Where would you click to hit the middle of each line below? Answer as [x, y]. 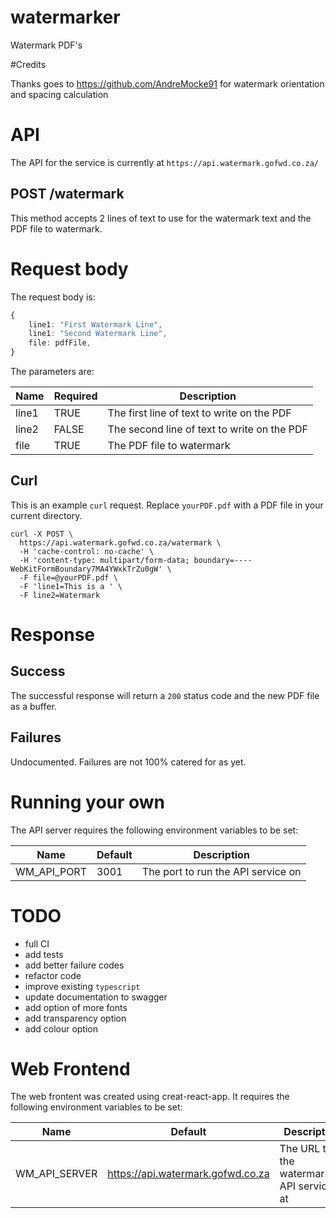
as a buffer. [33, 706]
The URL [300, 1149]
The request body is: [53, 297]
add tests [44, 954]
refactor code [53, 975]
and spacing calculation [59, 94]
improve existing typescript [82, 986]
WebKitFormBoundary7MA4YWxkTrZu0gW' [86, 569]
